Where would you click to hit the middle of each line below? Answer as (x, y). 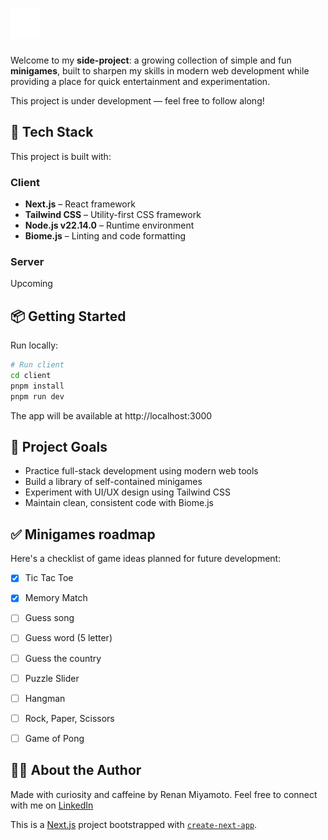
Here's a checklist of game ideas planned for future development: (146, 559)
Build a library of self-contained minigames (113, 482)
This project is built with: (61, 156)
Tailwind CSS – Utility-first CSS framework (113, 215)
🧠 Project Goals (59, 447)
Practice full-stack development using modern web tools (141, 471)
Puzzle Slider (52, 678)
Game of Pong (54, 738)
